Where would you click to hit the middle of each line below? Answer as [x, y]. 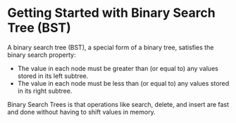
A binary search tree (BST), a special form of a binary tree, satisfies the [111, 47]
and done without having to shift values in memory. [82, 112]
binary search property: [42, 55]
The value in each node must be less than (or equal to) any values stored [123, 83]
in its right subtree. [45, 91]
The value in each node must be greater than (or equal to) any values [118, 68]
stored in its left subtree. [53, 76]
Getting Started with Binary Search [112, 13]
